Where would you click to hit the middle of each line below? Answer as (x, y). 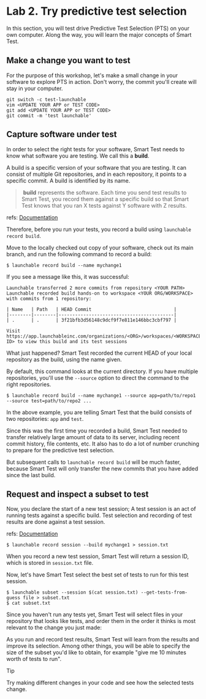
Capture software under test (62, 134)
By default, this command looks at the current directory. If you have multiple (102, 371)
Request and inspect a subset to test (78, 494)
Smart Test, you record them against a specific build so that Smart (105, 199)
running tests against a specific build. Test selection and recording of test (99, 515)
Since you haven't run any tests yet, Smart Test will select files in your (95, 614)
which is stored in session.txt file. (50, 563)
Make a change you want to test (68, 60)
